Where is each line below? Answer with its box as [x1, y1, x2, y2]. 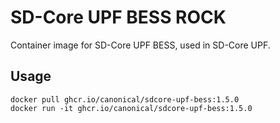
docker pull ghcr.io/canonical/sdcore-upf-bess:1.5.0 [10, 94, 240, 105]
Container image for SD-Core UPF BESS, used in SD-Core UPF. [10, 39, 271, 51]
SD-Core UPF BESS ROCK [10, 6, 227, 29]
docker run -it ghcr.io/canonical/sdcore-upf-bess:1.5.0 [10, 103, 253, 113]
